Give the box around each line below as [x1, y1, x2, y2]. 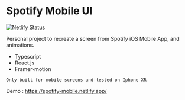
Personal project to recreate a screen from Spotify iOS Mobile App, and [6, 35, 180, 42]
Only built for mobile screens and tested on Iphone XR [6, 77, 147, 83]
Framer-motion [14, 65, 51, 72]
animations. [6, 41, 34, 49]
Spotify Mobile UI [6, 4, 93, 18]
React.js [14, 59, 35, 66]
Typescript [14, 53, 41, 60]
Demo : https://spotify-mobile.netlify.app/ [6, 87, 108, 94]
